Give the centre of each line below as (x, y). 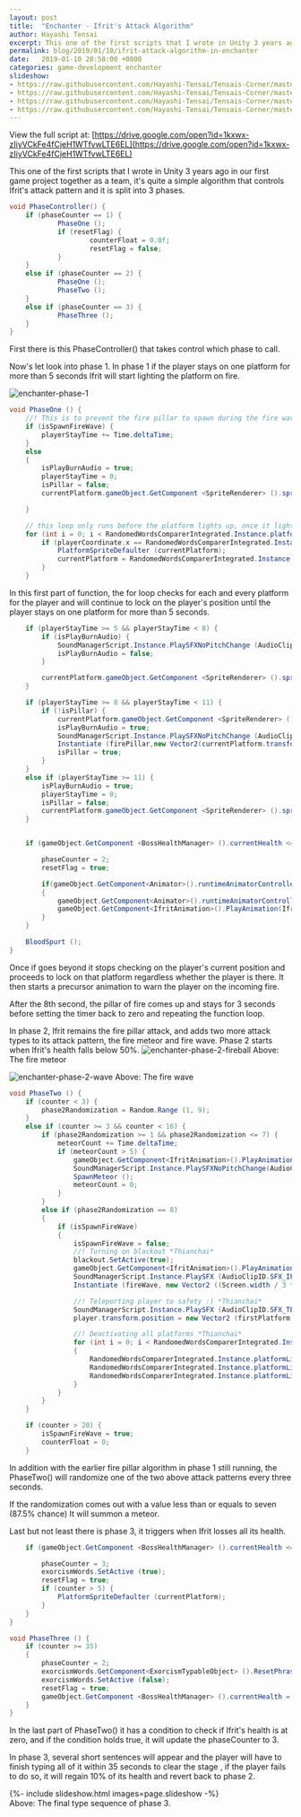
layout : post (34, 17)
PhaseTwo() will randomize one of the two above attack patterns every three (150, 1477)
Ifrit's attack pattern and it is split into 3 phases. (97, 190)
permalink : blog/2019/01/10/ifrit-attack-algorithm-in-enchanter (133, 51)
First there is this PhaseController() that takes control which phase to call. (145, 349)
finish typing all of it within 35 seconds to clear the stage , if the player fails (148, 1767)
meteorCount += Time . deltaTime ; (117, 1143)
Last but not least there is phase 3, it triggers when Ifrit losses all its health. (148, 1531)
